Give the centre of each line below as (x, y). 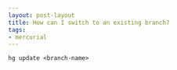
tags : (17, 30)
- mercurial (27, 37)
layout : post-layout (42, 15)
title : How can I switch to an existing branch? (89, 23)
